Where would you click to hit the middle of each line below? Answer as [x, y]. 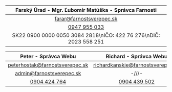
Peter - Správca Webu [48, 56]
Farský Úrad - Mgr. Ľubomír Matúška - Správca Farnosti [86, 10]
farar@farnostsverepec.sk [86, 19]
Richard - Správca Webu [137, 56]
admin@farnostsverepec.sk [48, 73]
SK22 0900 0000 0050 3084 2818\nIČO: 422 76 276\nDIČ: [86, 35]
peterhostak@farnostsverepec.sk [48, 65]
